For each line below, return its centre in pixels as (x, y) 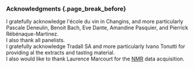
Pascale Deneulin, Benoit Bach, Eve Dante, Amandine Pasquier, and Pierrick (97, 28)
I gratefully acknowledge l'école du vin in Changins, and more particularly (95, 22)
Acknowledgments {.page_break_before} (66, 9)
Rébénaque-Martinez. (32, 34)
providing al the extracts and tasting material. (60, 53)
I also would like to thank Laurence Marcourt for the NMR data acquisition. (95, 59)
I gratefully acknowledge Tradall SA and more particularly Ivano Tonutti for (96, 46)
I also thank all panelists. (36, 40)
